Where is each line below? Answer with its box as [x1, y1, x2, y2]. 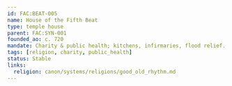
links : [7, 62, 26, 69]
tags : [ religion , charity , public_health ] [7, 49, 132, 56]
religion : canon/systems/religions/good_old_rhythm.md [13, 68, 176, 75]
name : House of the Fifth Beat [7, 17, 98, 24]
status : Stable [7, 55, 52, 62]
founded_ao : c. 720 [7, 36, 64, 43]
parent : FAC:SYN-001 [7, 29, 68, 37]
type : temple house [7, 23, 64, 30]
